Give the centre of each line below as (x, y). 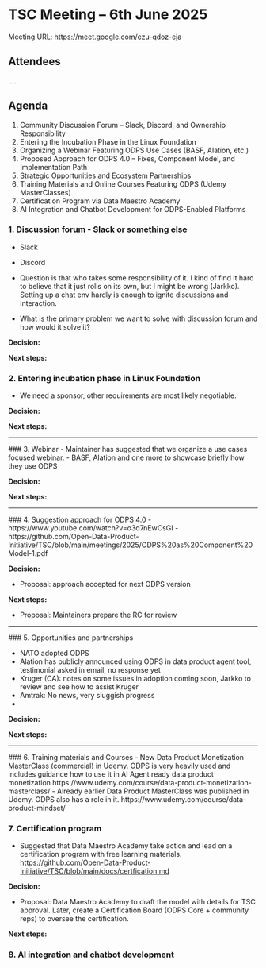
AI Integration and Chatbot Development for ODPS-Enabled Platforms (133, 209)
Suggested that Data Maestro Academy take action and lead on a (126, 846)
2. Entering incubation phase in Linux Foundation (104, 378)
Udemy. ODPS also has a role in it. (64, 800)
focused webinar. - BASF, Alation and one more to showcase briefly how (127, 457)
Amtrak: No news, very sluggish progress (87, 696)
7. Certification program (55, 829)
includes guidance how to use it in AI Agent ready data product (111, 774)
